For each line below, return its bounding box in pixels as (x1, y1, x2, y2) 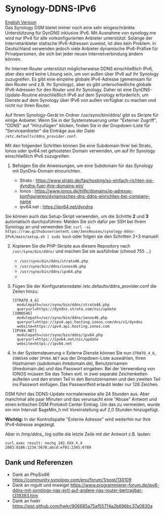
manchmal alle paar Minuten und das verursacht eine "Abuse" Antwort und (5, 396, 157, 402)
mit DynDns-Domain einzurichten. (12, 168, 81, 173)
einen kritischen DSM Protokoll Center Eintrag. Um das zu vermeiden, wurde (5, 401, 160, 407)
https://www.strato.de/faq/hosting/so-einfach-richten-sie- (35, 177, 154, 183)
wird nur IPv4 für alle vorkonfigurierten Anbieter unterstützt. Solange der (5, 35, 153, 41)
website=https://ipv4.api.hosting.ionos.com (17, 324, 110, 329)
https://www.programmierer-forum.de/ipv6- (70, 482, 160, 488)
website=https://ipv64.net (17, 341, 72, 346)
